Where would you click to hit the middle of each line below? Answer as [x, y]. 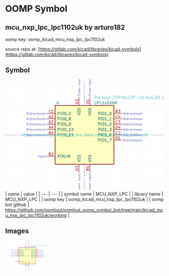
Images [17, 231]
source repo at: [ [22, 49]
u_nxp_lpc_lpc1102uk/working [36, 215]
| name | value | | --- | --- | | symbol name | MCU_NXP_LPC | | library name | [84, 194]
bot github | [17, 205]
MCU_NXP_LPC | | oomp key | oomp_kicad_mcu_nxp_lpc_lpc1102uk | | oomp [84, 199]
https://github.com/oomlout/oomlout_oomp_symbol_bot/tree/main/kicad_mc [84, 210]
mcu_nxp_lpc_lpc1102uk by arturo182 [65, 27]
